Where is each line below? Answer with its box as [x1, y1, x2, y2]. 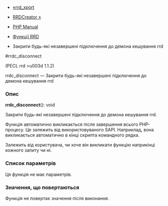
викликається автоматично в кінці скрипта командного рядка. [5, 132, 140, 138]
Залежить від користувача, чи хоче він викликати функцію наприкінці [5, 142, 155, 148]
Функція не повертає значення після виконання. [5, 195, 109, 201]
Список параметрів [5, 160, 56, 167]
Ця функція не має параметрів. [5, 171, 72, 177]
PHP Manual [12, 24, 39, 30]
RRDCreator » [12, 14, 41, 20]
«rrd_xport [12, 5, 35, 10]
